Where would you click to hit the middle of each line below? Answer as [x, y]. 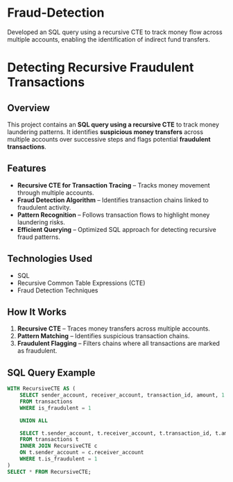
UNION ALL [34, 421]
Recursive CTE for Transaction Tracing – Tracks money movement [113, 185]
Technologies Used [50, 259]
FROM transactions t [49, 440]
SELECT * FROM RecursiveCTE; [49, 472]
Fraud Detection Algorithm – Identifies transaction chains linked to [113, 200]
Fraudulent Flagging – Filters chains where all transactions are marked [119, 343]
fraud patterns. [38, 237]
